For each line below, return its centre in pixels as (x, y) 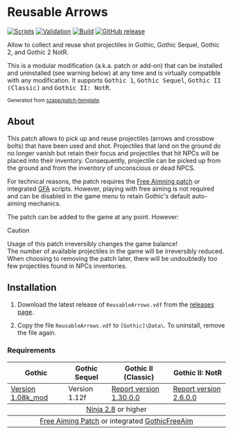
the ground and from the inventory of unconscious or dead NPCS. (101, 168)
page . (26, 312)
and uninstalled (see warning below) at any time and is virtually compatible (114, 73)
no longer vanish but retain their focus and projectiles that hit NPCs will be (113, 153)
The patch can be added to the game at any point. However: (93, 216)
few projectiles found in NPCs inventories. (67, 266)
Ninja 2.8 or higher (116, 409)
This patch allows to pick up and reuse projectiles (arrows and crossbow (111, 138)
